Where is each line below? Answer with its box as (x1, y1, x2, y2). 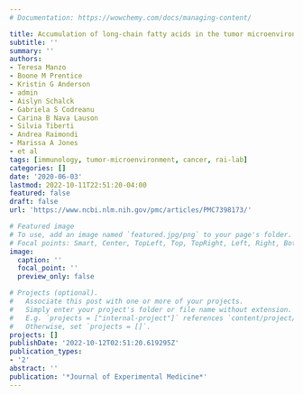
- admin (9, 87, 39, 97)
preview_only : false (17, 272, 95, 281)
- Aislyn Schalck (9, 96, 75, 106)
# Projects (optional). (9, 289, 99, 298)
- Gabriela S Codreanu (9, 105, 95, 114)
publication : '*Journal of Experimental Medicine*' (9, 372, 207, 381)
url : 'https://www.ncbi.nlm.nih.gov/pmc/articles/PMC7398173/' (9, 206, 252, 215)
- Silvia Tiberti (9, 122, 75, 131)
